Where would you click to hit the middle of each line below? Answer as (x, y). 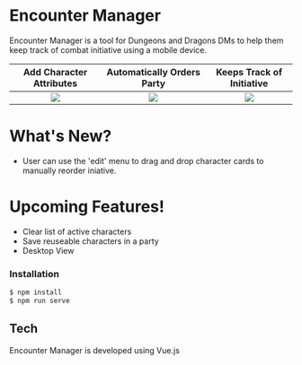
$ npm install (36, 292)
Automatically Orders (153, 72)
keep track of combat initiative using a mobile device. (108, 49)
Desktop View (48, 250)
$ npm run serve (40, 300)
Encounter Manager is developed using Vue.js (94, 350)
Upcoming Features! (87, 207)
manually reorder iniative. (69, 170)
